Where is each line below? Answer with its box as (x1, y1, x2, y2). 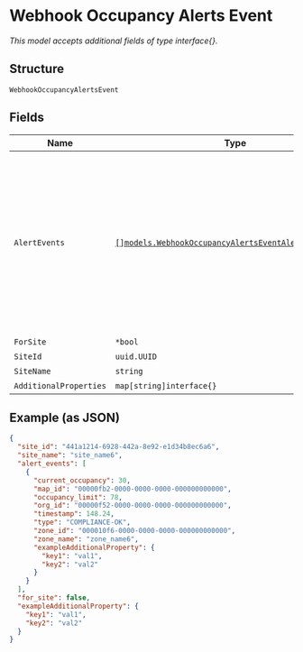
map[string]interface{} (115, 381, 217, 390)
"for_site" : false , (17, 593, 91, 602)
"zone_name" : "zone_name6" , (32, 534, 140, 544)
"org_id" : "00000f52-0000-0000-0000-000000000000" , (32, 501, 232, 510)
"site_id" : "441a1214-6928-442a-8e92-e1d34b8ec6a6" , (17, 443, 220, 452)
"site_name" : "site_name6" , (17, 451, 124, 460)
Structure (9, 61, 65, 77)
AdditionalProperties (14, 381, 106, 390)
